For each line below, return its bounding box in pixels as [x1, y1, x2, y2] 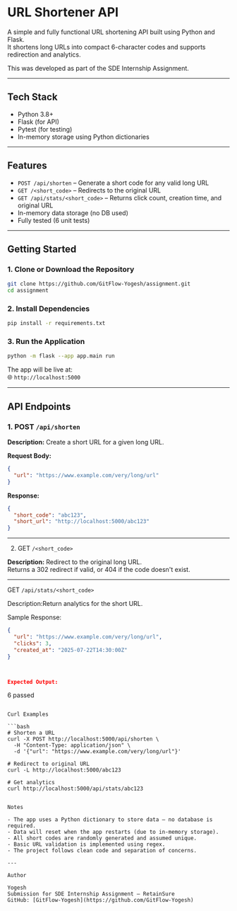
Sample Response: [7, 613, 62, 621]
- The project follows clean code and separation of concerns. [7, 847, 197, 854]
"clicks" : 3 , [13, 640, 52, 647]
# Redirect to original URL [7, 760, 90, 768]
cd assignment [7, 287, 49, 294]
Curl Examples [7, 711, 49, 718]
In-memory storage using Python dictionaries [17, 132, 150, 141]
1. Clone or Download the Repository [7, 264, 135, 274]
